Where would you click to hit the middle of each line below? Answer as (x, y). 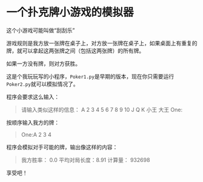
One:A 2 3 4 (36, 134)
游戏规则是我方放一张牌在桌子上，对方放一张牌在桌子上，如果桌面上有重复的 (102, 43)
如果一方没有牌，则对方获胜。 (43, 63)
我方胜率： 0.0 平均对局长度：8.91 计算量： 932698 (85, 160)
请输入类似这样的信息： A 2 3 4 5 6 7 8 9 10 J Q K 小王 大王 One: (102, 109)
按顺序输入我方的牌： (33, 122)
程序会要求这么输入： (33, 97)
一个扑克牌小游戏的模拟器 (70, 12)
